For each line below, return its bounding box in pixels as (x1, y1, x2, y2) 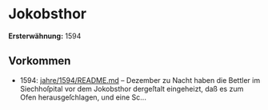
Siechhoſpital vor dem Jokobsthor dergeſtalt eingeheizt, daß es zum (19, 84, 244, 93)
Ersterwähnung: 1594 (8, 31, 82, 41)
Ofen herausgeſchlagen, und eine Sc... (19, 92, 146, 102)
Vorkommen (8, 54, 71, 68)
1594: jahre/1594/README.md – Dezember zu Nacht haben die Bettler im (19, 75, 261, 84)
